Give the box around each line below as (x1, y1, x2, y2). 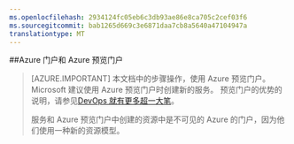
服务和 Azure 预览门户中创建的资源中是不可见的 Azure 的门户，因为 (30, 114, 277, 125)
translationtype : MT (9, 29, 86, 38)
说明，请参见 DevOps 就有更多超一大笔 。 (30, 95, 180, 106)
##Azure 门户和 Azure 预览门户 (9, 55, 124, 65)
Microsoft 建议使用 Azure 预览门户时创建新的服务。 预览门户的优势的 (30, 85, 282, 95)
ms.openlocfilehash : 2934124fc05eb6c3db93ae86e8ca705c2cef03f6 (9, 12, 248, 22)
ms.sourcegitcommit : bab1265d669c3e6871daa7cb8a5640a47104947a (9, 21, 248, 30)
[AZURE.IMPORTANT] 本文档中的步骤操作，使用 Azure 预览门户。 (30, 73, 271, 84)
